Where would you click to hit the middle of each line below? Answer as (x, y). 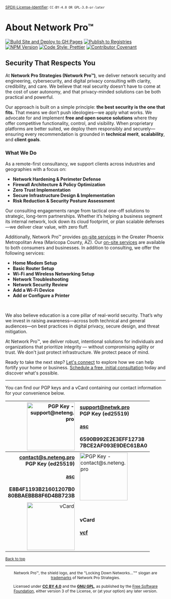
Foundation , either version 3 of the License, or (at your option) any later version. (85, 591)
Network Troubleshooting (40, 279)
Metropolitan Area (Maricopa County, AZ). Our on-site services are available (85, 242)
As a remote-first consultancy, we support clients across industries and (80, 164)
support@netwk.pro (105, 407)
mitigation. (16, 332)
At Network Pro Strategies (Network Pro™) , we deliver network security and (85, 75)
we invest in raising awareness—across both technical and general (75, 321)
